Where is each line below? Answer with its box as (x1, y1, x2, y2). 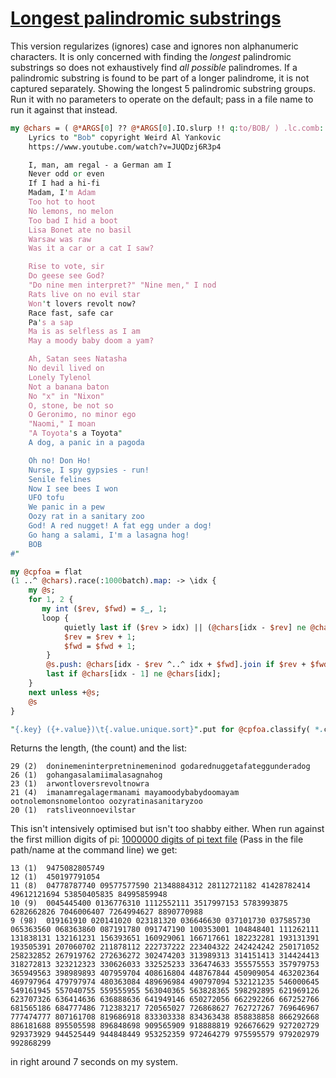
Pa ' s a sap (28, 317, 74, 327)
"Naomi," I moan (28, 419, 97, 429)
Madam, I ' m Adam (28, 188, 97, 198)
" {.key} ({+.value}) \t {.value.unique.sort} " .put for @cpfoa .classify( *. (10, 724, 325, 734)
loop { (41, 613, 70, 623)
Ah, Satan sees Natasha (28, 354, 128, 364)
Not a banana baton (28, 382, 110, 392)
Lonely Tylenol (28, 372, 92, 382)
